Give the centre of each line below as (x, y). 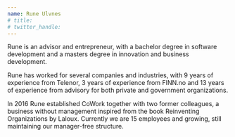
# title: (20, 20)
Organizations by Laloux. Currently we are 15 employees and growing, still (114, 119)
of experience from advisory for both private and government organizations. (118, 90)
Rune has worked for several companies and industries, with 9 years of (110, 75)
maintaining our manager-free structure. (66, 126)
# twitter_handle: (34, 27)
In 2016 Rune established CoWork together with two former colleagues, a (113, 104)
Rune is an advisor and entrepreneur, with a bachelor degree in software (112, 47)
